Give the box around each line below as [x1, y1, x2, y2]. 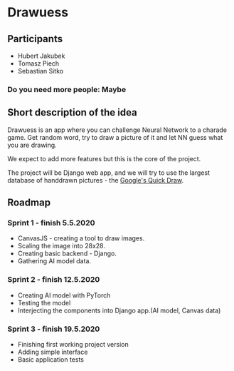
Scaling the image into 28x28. [17, 242, 105, 250]
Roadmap [7, 197, 51, 209]
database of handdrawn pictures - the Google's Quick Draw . [7, 176, 184, 184]
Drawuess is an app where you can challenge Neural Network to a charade [7, 126, 228, 134]
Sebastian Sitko [17, 67, 64, 75]
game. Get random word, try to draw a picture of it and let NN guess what [7, 133, 223, 141]
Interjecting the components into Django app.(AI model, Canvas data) [17, 306, 221, 315]
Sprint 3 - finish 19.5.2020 [7, 324, 100, 334]
